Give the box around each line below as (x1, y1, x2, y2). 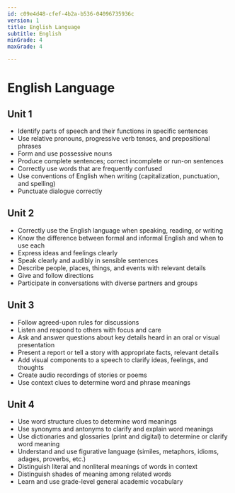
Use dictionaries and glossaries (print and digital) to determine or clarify (17, 432, 228, 441)
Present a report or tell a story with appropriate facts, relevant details (17, 348, 219, 356)
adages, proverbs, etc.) (17, 455, 86, 463)
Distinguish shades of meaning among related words (17, 470, 172, 478)
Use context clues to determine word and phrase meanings (17, 378, 191, 386)
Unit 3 (7, 299, 35, 311)
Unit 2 (7, 207, 35, 219)
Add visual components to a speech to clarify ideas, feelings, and (17, 355, 209, 364)
